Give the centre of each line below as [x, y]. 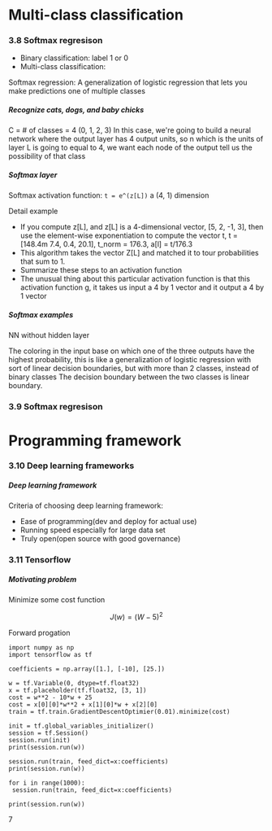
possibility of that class [47, 156]
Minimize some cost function [57, 600]
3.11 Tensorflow [40, 560]
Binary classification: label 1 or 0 [74, 58]
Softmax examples [41, 315]
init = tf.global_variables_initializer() [81, 726]
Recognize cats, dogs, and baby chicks [76, 110]
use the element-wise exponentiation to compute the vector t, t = [129, 236]
